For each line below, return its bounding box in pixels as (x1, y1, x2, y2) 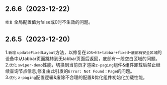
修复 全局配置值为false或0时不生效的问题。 (5, 19, 93, 25)
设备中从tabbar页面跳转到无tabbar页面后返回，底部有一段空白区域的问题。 (5, 55, 160, 61)
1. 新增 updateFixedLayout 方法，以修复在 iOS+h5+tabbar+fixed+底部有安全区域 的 (5, 49, 162, 55)
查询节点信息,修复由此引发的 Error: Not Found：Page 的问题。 (9, 68, 135, 74)
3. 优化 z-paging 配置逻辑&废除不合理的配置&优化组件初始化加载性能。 (5, 74, 147, 80)
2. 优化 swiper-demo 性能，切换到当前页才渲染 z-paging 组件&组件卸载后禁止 (5, 61, 156, 67)
